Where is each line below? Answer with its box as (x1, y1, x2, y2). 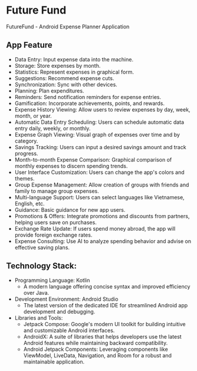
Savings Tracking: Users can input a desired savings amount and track (14, 143, 187, 150)
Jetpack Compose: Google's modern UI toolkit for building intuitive (23, 320, 186, 327)
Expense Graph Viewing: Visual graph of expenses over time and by (14, 131, 180, 138)
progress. (14, 150, 38, 157)
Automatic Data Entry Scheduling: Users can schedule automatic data (14, 119, 185, 126)
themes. (14, 175, 35, 182)
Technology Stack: (6, 261, 77, 271)
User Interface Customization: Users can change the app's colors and (14, 169, 185, 176)
